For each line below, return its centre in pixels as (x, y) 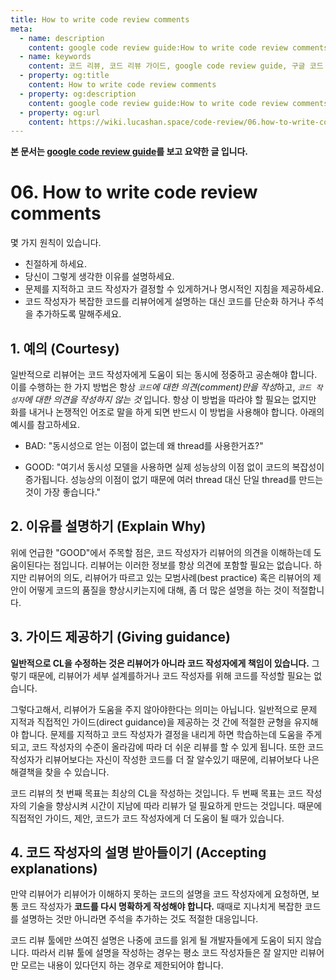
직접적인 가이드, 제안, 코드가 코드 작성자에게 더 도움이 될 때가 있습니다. (147, 818)
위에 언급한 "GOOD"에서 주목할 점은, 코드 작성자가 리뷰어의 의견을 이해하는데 (161, 552)
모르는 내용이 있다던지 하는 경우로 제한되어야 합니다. (122, 965)
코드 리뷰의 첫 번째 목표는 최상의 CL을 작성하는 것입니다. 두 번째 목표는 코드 (157, 793)
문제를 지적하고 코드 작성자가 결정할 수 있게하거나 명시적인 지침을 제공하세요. (174, 289)
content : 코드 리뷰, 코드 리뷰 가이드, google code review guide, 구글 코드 (176, 66)
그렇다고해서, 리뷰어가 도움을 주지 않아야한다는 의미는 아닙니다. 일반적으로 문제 (164, 709)
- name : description (62, 38)
